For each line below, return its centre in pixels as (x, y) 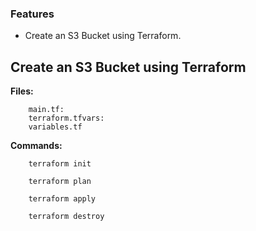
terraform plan (60, 182)
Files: (22, 91)
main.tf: (46, 110)
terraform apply (62, 199)
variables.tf (55, 127)
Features (32, 14)
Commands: (36, 146)
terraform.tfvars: (66, 118)
